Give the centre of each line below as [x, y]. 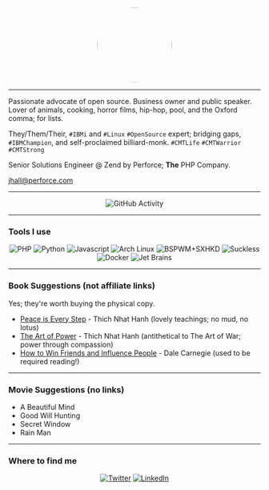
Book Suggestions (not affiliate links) [82, 286]
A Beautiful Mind [47, 407]
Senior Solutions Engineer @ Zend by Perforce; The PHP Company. [119, 165]
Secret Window [45, 424]
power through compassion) [66, 344]
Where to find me [43, 460]
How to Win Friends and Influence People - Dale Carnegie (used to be [135, 353]
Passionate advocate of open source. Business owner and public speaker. [130, 101]
